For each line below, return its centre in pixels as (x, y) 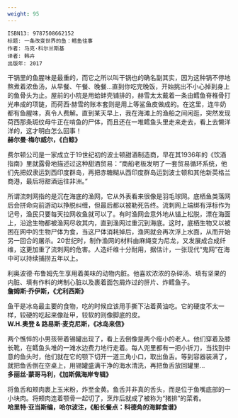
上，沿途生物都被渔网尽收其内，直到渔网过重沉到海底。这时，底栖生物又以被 (119, 222)
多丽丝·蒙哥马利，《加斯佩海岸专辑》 (59, 374)
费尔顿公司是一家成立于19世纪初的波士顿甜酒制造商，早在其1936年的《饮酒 (117, 154)
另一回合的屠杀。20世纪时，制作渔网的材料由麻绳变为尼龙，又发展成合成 (114, 240)
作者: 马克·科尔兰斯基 (36, 48)
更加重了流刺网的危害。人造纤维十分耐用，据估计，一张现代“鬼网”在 (125, 249)
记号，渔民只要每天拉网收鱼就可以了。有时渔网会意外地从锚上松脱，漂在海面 (119, 214)
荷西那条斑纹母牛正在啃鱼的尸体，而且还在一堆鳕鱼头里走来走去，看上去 (113, 122)
